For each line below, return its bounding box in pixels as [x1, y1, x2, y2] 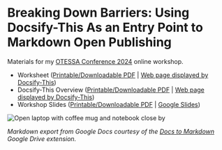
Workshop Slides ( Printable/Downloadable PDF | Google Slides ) [17, 100, 201, 108]
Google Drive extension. [7, 134, 77, 143]
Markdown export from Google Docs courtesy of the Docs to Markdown [7, 127, 215, 135]
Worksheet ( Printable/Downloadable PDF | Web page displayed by [17, 71, 209, 79]
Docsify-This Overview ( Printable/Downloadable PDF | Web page [17, 85, 205, 94]
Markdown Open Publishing [7, 35, 172, 50]
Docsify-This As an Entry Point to [7, 19, 204, 35]
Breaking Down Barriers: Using [7, 5, 190, 21]
